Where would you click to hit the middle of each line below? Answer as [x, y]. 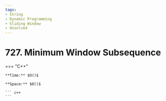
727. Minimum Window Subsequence [83, 53]
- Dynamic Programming [28, 19]
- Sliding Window [23, 24]
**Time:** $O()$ [22, 76]
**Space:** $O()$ [23, 84]
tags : [11, 10]
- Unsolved [16, 28]
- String [14, 14]
